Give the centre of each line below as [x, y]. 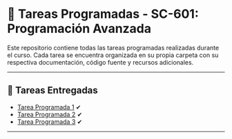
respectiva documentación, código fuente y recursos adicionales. [100, 62]
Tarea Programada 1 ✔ [49, 107]
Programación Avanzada [79, 29]
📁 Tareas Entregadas [52, 90]
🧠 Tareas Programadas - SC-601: [103, 14]
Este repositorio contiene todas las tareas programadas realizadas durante [113, 47]
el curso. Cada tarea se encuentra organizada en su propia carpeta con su [113, 55]
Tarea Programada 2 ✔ [50, 114]
